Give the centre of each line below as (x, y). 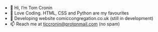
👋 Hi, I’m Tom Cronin (31, 8)
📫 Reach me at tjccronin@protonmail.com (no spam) (65, 24)
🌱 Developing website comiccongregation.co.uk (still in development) (82, 18)
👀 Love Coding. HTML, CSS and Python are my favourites (69, 13)
